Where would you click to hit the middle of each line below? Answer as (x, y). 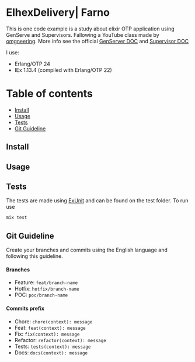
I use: (13, 52)
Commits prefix (25, 308)
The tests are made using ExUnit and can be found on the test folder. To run (97, 201)
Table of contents (50, 94)
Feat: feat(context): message (50, 327)
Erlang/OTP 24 (32, 64)
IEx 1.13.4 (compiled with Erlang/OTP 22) (63, 70)
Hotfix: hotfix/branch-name (47, 289)
